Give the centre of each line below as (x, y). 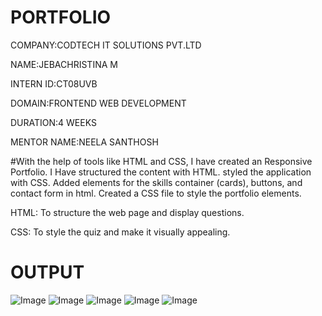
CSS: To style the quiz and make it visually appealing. (120, 232)
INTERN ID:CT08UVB (54, 83)
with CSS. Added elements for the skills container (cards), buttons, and (156, 182)
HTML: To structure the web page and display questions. (127, 212)
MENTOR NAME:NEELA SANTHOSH (84, 142)
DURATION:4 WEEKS (53, 122)
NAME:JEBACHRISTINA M (64, 64)
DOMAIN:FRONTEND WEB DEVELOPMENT (98, 103)
